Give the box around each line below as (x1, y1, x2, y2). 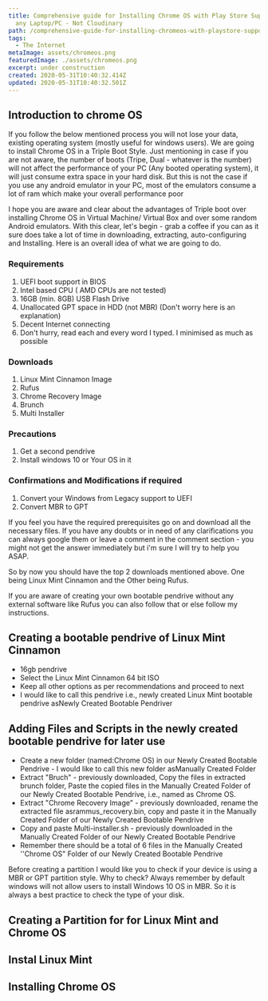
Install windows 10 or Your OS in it (19, 455, 132, 465)
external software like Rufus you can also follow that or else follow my (8, 599, 238, 609)
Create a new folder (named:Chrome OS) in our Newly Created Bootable (19, 755, 258, 765)
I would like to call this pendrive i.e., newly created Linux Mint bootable (19, 690, 253, 700)
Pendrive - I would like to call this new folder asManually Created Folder (19, 764, 257, 774)
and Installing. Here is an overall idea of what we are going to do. (8, 238, 222, 248)
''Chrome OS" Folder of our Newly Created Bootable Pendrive (19, 849, 223, 859)
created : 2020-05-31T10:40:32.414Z (8, 71, 127, 79)
